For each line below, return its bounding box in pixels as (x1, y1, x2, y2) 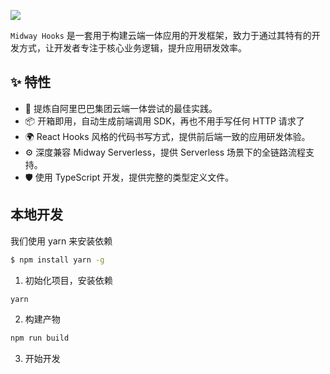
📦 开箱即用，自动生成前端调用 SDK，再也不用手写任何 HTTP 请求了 (24, 115, 305, 127)
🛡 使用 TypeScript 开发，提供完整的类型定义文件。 (24, 171, 235, 183)
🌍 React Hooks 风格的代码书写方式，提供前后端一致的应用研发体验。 (24, 130, 311, 142)
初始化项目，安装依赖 (24, 274, 113, 286)
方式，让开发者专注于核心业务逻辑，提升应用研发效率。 (18, 42, 247, 54)
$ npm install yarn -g (10, 255, 105, 265)
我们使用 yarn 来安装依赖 (10, 235, 113, 247)
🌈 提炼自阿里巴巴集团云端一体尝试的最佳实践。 (24, 102, 218, 114)
